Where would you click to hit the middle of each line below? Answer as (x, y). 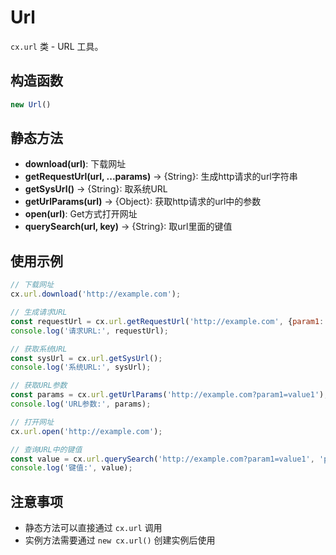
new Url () (31, 104)
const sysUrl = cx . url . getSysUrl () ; (86, 358)
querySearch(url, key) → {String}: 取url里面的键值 (128, 227)
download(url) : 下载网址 (75, 164)
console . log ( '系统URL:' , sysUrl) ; (81, 367)
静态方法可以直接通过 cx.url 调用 (93, 528)
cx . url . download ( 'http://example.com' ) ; (96, 294)
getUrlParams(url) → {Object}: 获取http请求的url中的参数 (143, 202)
